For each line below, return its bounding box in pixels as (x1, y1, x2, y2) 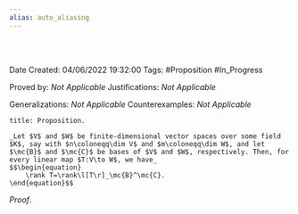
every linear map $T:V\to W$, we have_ (9, 155, 158, 164)
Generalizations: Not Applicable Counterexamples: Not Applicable (9, 99, 252, 110)
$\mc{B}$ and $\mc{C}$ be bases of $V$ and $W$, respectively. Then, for (9, 147, 290, 156)
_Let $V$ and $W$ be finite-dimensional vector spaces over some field (9, 131, 281, 141)
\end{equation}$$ (9, 178, 74, 187)
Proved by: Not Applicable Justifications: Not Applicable (9, 81, 217, 92)
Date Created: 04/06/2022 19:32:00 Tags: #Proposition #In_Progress (9, 64, 263, 75)
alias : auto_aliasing (9, 12, 90, 22)
